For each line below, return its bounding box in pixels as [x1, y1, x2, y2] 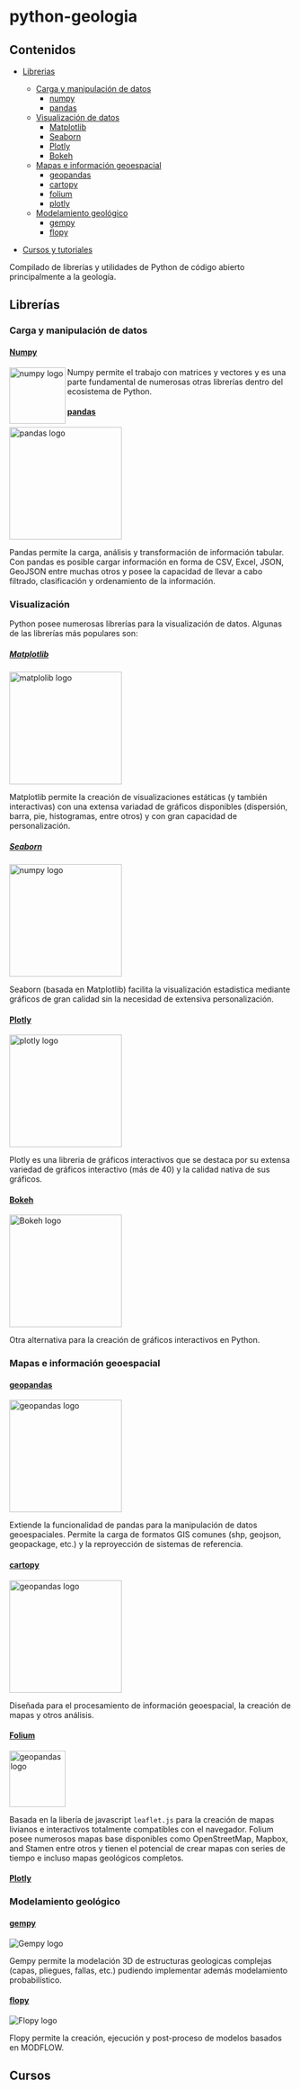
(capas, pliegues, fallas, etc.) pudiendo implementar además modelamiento [9, 1965, 288, 1976]
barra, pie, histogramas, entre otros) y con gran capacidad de [9, 810, 238, 821]
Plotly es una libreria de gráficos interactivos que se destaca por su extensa [9, 1155, 290, 1166]
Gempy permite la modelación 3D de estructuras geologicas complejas [9, 1955, 272, 1966]
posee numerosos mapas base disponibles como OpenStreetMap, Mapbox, [9, 1833, 289, 1844]
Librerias [22, 66, 56, 77]
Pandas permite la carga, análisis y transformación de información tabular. [9, 546, 285, 557]
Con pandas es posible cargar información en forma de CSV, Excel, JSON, [9, 556, 285, 567]
